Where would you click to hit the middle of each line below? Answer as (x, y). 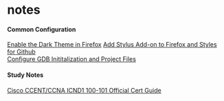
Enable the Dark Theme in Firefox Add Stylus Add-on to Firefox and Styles (112, 45)
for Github (21, 52)
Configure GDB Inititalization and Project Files (71, 59)
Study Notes (25, 75)
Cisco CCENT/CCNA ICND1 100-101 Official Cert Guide (84, 90)
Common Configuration (42, 29)
